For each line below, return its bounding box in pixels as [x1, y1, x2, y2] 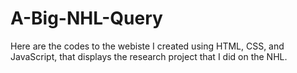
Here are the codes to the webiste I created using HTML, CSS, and [10, 40, 285, 52]
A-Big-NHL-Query [10, 7, 163, 30]
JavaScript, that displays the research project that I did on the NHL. [10, 50, 288, 62]
